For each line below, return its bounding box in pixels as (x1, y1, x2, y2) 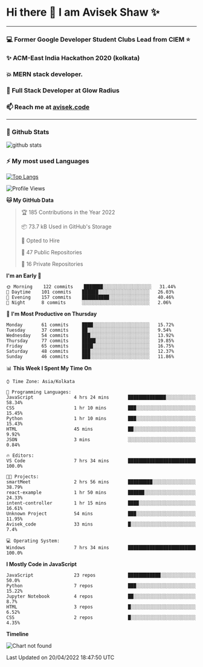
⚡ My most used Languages (6, 157, 89, 166)
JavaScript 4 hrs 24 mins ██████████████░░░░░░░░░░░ (6, 394, 196, 401)
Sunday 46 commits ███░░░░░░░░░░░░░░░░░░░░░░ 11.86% (6, 353, 174, 359)
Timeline (6, 630, 29, 637)
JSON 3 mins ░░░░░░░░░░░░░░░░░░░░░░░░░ (6, 436, 196, 443)
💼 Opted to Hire (21, 237, 60, 244)
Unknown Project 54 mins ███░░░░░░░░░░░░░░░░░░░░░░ (6, 511, 196, 517)
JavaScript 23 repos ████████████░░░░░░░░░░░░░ (6, 572, 196, 578)
